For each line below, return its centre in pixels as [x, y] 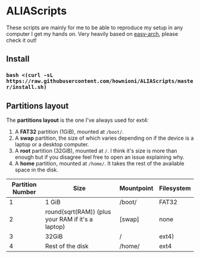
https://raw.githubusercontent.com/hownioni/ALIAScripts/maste [100, 81]
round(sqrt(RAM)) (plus [78, 212]
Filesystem [175, 188]
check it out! [21, 40]
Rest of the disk [67, 246]
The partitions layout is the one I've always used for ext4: [77, 120]
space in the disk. [36, 170]
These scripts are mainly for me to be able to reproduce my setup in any [95, 27]
